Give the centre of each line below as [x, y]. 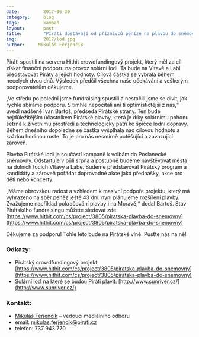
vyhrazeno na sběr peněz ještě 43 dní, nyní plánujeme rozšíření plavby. [93, 197]
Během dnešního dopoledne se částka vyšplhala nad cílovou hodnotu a [93, 130]
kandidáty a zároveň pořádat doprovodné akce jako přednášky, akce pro [94, 173]
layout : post [30, 28]
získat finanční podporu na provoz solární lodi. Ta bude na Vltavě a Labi [93, 68]
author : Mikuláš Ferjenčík [45, 45]
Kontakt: [19, 303]
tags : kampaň [33, 23]
